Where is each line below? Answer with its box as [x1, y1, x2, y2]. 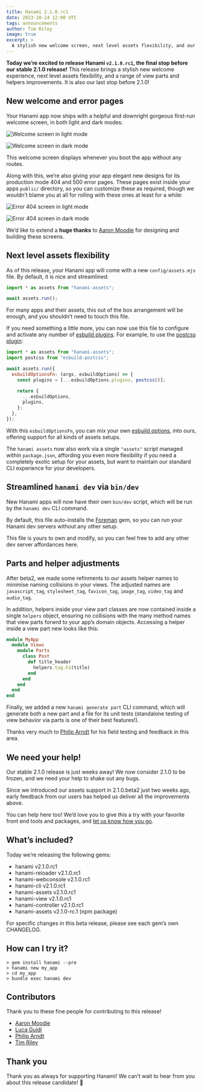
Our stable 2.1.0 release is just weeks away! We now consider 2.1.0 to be [6, 768, 186, 775]
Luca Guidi [14, 1026, 42, 1033]
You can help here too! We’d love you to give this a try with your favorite [6, 811, 185, 818]
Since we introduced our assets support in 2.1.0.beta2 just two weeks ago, [6, 786, 191, 794]
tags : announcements [6, 20, 58, 26]
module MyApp [6, 636, 39, 642]
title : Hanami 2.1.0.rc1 [6, 8, 69, 15]
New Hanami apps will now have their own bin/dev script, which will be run [6, 498, 193, 505]
